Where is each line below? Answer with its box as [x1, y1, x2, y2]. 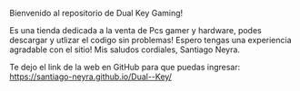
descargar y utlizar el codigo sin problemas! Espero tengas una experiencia [9, 35, 293, 45]
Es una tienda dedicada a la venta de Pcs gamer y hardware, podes [9, 25, 262, 35]
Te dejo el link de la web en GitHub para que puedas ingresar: [9, 62, 241, 72]
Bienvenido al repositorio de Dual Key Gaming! [9, 8, 184, 18]
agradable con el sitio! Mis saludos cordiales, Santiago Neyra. [9, 44, 241, 55]
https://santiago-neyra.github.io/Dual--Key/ [9, 71, 173, 82]
